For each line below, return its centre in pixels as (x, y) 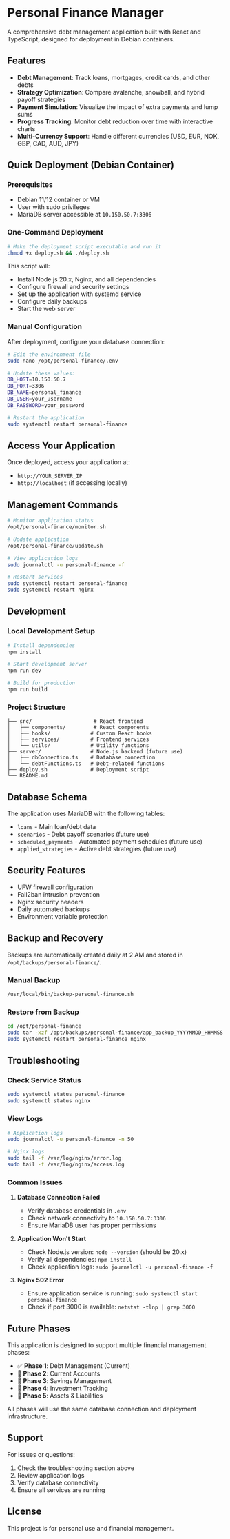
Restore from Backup (43, 1012)
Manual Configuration (45, 327)
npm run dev (24, 671)
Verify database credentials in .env (77, 1211)
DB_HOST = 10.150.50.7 (37, 380)
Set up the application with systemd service (79, 294)
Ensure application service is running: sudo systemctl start (113, 1293)
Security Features (46, 871)
